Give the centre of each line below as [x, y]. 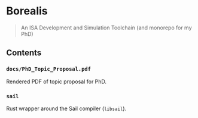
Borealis [27, 11]
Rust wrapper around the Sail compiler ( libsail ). [66, 108]
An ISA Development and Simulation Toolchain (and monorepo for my [106, 28]
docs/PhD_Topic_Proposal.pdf [49, 69]
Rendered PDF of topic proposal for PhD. [56, 81]
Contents [24, 53]
